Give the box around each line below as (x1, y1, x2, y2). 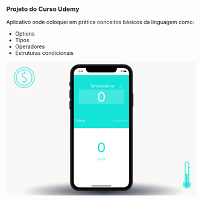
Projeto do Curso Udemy (6, 5, 80, 13)
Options (14, 30, 35, 37)
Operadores (14, 43, 45, 50)
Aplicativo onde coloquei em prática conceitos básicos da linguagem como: (6, 19, 195, 26)
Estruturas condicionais (14, 49, 74, 57)
